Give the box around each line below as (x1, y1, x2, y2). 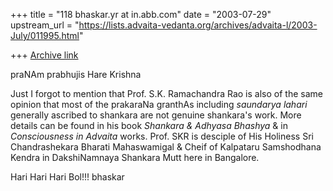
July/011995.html (10, 30, 80, 41)
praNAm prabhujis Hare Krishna (10, 69, 142, 80)
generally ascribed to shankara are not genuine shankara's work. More (10, 109, 302, 121)
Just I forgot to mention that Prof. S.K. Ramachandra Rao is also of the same (10, 88, 323, 99)
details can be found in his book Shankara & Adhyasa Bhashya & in (10, 120, 288, 131)
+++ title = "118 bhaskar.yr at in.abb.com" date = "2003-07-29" (10, 9, 272, 20)
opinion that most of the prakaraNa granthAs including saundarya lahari (10, 99, 308, 110)
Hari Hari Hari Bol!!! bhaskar (10, 171, 125, 183)
